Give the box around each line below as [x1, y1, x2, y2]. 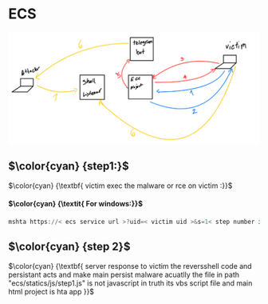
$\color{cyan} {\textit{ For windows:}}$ [8, 199, 144, 209]
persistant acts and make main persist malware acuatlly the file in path [8, 270, 240, 279]
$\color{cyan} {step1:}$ [8, 159, 129, 173]
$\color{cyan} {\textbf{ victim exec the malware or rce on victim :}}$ [8, 181, 233, 190]
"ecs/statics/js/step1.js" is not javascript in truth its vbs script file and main [8, 278, 253, 288]
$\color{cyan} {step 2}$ [8, 240, 131, 254]
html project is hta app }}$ [8, 286, 94, 296]
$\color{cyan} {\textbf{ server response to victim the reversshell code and [8, 261, 253, 270]
